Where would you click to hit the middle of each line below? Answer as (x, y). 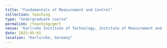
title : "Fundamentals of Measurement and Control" (59, 10)
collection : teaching (28, 14)
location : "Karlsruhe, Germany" (39, 38)
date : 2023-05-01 (23, 33)
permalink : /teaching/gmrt (33, 24)
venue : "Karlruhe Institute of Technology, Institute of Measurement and (84, 28)
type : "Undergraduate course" (37, 19)
